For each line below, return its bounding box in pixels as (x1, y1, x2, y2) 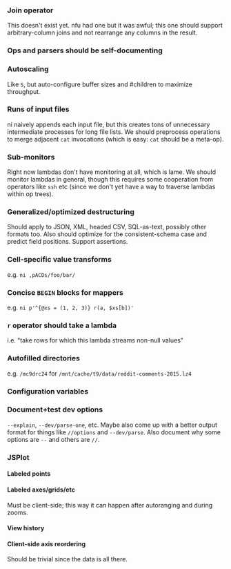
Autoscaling (7, 64, 50, 74)
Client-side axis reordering (7, 539, 86, 548)
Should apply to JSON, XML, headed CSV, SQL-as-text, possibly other (7, 223, 207, 231)
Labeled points (7, 470, 51, 478)
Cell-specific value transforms (7, 255, 112, 264)
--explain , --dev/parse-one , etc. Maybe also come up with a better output (7, 421, 218, 429)
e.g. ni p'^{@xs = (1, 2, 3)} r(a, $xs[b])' (7, 303, 134, 311)
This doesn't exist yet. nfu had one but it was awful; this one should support (7, 21, 223, 30)
